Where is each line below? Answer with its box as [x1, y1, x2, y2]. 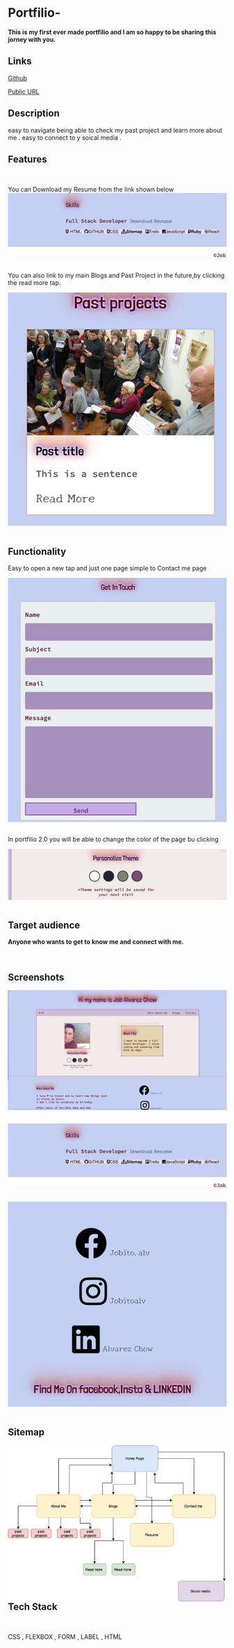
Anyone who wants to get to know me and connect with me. [8, 938, 184, 946]
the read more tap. [8, 278, 61, 286]
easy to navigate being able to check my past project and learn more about [8, 126, 223, 134]
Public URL [8, 87, 40, 95]
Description [8, 108, 60, 120]
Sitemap [8, 1426, 45, 1438]
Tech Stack [8, 1601, 58, 1613]
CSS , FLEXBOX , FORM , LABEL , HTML [8, 1633, 122, 1641]
